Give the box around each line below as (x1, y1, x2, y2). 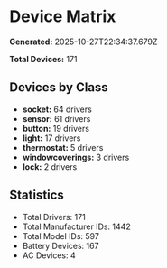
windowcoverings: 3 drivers (22, 152, 130, 162)
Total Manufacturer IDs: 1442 (22, 221, 131, 232)
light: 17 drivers (22, 133, 81, 143)
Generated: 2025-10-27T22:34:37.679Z (9, 36, 158, 47)
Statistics (9, 188, 65, 203)
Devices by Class (9, 79, 108, 96)
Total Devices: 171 (9, 53, 78, 64)
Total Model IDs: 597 (22, 230, 99, 241)
